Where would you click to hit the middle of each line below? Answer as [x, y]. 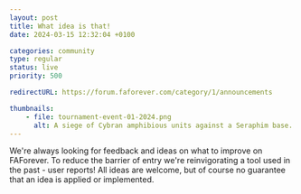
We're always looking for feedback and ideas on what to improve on [136, 151]
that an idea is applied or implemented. [82, 180]
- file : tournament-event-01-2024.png [99, 117]
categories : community [52, 51]
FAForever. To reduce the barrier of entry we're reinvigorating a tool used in [150, 161]
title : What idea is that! [60, 26]
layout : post [34, 18]
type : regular [36, 60]
